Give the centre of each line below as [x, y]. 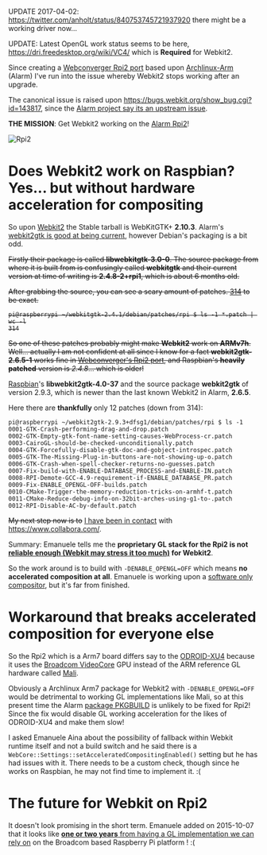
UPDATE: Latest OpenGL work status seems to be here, [99, 44]
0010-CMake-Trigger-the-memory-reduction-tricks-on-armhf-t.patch [120, 492]
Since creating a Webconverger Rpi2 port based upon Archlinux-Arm [121, 68]
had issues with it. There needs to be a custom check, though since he [124, 763]
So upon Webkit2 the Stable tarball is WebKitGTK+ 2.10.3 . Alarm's [116, 226]
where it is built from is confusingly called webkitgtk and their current [122, 267]
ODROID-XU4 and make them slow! [66, 722]
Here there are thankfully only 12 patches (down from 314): [106, 408]
